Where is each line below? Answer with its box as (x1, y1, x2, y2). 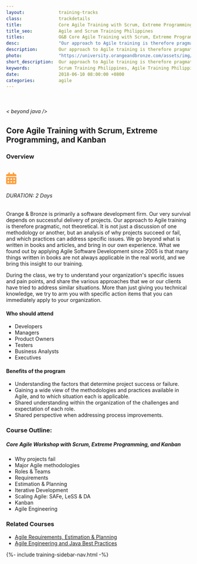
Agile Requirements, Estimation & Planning (14, 534, 117, 541)
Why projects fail (14, 456, 56, 463)
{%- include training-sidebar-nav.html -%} (6, 551, 109, 558)
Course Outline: (6, 426, 52, 434)
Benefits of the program (6, 367, 66, 375)
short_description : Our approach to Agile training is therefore (6, 59, 172, 64)
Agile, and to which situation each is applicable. (14, 393, 130, 400)
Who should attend (6, 310, 54, 317)
